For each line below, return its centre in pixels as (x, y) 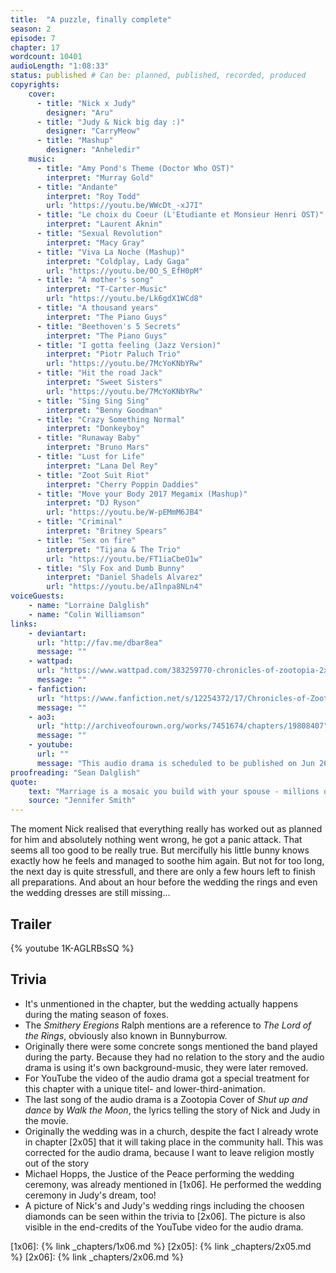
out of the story (57, 1163)
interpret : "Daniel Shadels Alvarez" (124, 577)
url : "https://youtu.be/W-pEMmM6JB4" (124, 512)
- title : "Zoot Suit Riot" (93, 475)
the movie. (46, 1120)
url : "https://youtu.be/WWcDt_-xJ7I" (124, 206)
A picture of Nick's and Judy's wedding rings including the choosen (164, 1205)
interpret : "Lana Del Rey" (102, 466)
